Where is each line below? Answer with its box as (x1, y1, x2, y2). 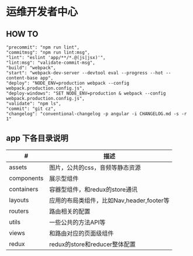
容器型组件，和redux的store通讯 (49, 185, 138, 193)
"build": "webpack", (6, 65, 57, 71)
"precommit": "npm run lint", (6, 44, 80, 50)
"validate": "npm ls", (6, 101, 61, 106)
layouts (9, 196, 29, 204)
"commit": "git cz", (6, 106, 57, 112)
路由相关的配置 (49, 207, 91, 215)
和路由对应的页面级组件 (49, 229, 114, 237)
